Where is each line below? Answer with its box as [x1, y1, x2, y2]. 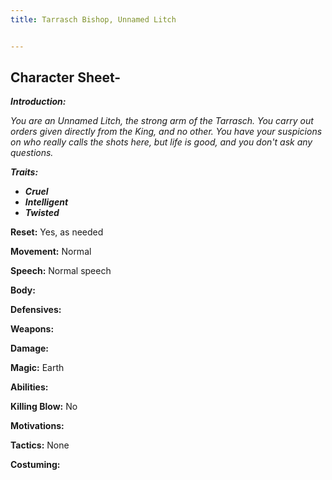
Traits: [10, 166, 39, 178]
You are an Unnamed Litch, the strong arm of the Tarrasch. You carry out [10, 115, 314, 127]
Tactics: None [10, 439, 70, 451]
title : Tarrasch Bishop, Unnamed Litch [10, 14, 177, 25]
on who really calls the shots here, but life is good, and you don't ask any [10, 136, 313, 148]
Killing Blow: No [10, 401, 78, 413]
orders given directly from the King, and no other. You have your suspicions [10, 126, 323, 138]
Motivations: [10, 420, 65, 432]
